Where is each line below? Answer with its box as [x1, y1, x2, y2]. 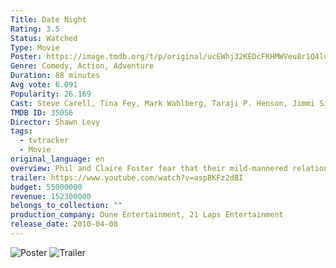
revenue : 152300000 [10, 191, 92, 201]
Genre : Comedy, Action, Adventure [10, 61, 155, 71]
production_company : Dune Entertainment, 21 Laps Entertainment [10, 210, 284, 220]
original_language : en [10, 154, 105, 164]
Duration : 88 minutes [10, 71, 101, 81]
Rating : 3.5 [10, 24, 60, 34]
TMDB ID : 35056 [10, 107, 74, 118]
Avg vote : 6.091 [10, 80, 78, 90]
